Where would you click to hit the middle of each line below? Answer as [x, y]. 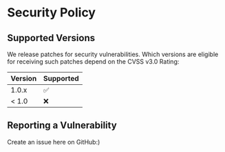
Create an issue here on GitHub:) [54, 142]
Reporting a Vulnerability [62, 126]
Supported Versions [51, 38]
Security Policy [52, 13]
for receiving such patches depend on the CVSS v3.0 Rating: [93, 62]
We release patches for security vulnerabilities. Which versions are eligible [113, 54]
